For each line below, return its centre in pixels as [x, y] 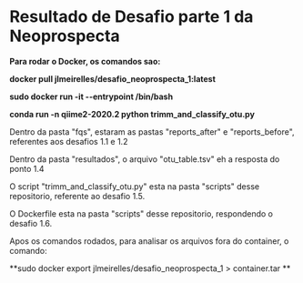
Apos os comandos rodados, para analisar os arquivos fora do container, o [149, 241]
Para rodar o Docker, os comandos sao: [85, 61]
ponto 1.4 [27, 168]
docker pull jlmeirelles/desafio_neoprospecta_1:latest [113, 78]
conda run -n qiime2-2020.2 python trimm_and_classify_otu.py [132, 114]
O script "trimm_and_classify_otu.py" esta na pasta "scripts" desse [135, 186]
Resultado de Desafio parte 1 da [131, 17]
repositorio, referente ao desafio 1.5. [77, 196]
